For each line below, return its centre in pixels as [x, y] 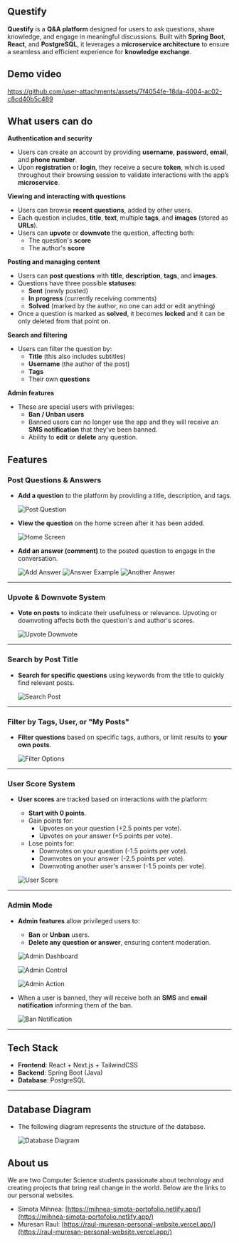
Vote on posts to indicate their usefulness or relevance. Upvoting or [117, 613]
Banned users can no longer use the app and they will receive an [123, 422]
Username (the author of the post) [79, 364]
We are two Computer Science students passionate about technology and [116, 1180]
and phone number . [47, 160]
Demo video [34, 74]
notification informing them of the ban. [75, 1005]
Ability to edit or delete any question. [83, 437]
